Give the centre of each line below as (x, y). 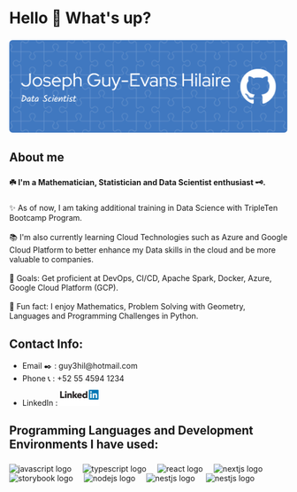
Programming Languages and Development (131, 430)
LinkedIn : (40, 403)
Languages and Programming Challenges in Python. (104, 316)
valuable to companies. (52, 260)
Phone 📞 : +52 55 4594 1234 (73, 379)
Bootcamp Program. (46, 218)
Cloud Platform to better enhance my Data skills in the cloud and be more (143, 250)
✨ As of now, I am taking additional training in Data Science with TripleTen (144, 208)
